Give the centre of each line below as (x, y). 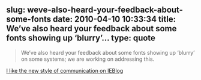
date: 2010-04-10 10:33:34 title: (114, 20)
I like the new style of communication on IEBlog (65, 70)
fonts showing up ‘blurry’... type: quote (81, 38)
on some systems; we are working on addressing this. (88, 59)
